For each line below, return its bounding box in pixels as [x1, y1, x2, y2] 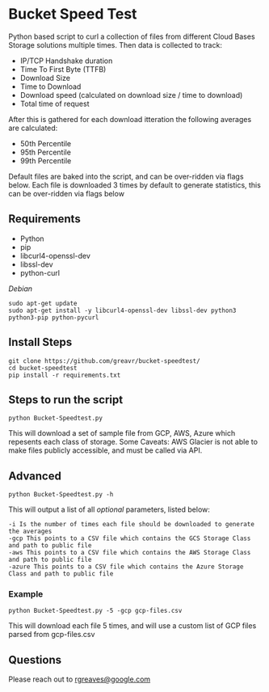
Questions [8, 652, 62, 667]
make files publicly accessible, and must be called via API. [8, 445, 203, 455]
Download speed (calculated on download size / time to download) [19, 90, 243, 99]
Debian [8, 284, 33, 293]
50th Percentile [19, 138, 71, 148]
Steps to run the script [8, 393, 124, 407]
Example [8, 589, 44, 600]
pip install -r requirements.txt [8, 371, 121, 379]
